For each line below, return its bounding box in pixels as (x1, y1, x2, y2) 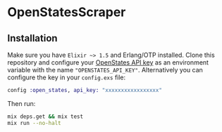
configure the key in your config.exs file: (7, 73, 126, 81)
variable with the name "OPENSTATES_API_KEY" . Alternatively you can (7, 66, 203, 74)
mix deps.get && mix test (7, 113, 83, 120)
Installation (7, 32, 58, 44)
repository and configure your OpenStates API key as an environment (7, 58, 209, 67)
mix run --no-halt (7, 119, 61, 126)
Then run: (7, 99, 36, 107)
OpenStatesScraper (7, 4, 126, 20)
